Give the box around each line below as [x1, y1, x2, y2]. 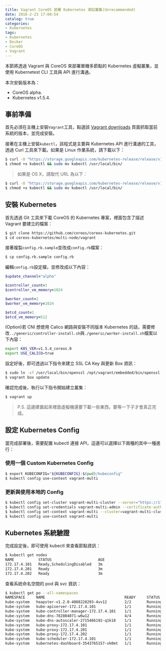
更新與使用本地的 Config [5, 488, 64, 495]
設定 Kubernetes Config [5, 426, 80, 434]
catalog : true [5, 16, 35, 21]
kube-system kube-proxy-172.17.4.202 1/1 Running [5, 632, 163, 637]
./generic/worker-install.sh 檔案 [84, 330, 153, 336]
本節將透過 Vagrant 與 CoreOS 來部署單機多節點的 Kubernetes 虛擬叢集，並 [5, 63, 159, 69]
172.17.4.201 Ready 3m [5, 566, 103, 571]
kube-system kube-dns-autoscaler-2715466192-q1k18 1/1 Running [5, 618, 163, 623]
